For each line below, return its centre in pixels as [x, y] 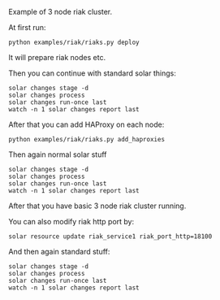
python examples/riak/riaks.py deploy [74, 42]
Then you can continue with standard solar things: [92, 73]
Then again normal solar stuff [58, 154]
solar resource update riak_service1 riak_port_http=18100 [110, 237]
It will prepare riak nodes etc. [57, 57]
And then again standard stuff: [59, 252]
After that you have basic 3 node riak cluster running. [97, 206]
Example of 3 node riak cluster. [60, 12]
